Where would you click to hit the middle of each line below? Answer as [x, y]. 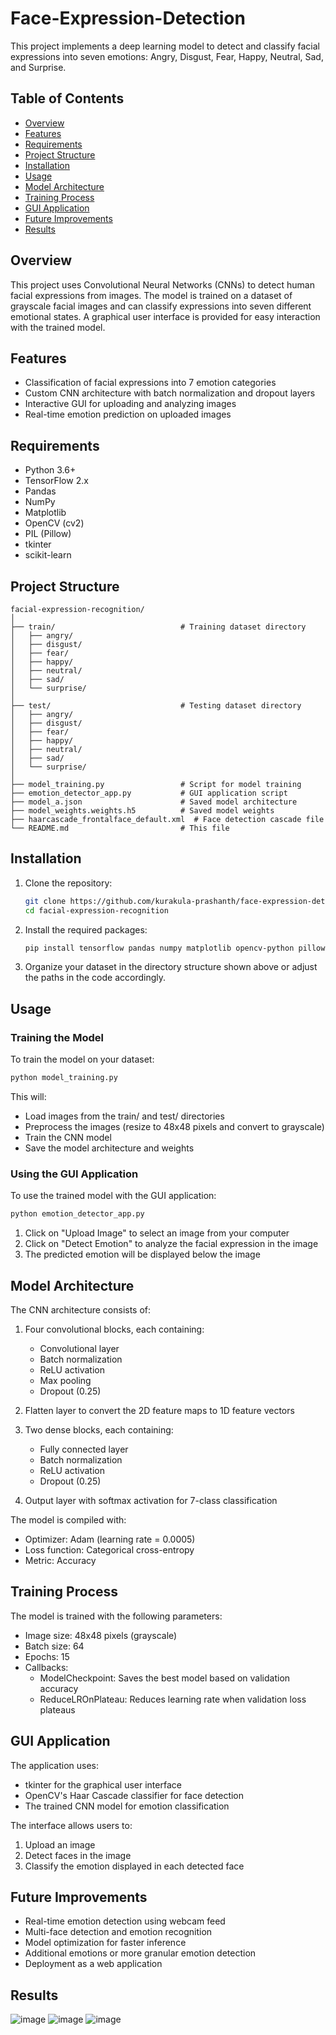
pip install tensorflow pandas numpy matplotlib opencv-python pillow [175, 948]
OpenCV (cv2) [54, 523]
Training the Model [57, 1037]
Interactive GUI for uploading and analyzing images [130, 404]
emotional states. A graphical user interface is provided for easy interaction [165, 316]
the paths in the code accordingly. [95, 978]
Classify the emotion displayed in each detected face [134, 1866]
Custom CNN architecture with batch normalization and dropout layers [170, 393]
